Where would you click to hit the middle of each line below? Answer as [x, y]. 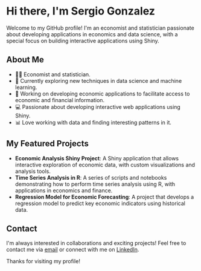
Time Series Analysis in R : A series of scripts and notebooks [91, 177]
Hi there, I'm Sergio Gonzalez [81, 11]
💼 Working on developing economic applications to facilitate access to [102, 93]
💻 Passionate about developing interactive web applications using [98, 106]
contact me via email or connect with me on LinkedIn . [73, 250]
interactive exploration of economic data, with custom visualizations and [105, 165]
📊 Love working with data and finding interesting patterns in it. [93, 122]
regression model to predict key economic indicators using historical [100, 203]
